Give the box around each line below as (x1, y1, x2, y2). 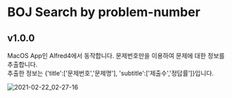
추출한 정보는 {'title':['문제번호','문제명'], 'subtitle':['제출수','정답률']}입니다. (7, 69, 214, 77)
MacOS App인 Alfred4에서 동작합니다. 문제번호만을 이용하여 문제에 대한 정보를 (7, 52, 225, 59)
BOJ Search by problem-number (7, 4, 200, 20)
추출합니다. (7, 60, 38, 69)
